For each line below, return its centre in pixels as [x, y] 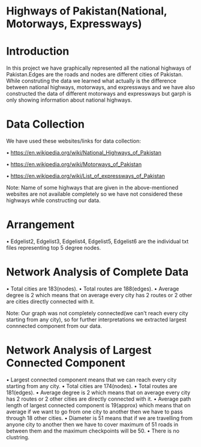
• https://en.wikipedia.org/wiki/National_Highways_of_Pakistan [84, 153]
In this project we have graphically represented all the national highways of [99, 68]
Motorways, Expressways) [74, 24]
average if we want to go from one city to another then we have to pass [94, 412]
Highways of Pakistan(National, [87, 11]
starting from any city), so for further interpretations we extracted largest [97, 319]
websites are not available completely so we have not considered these [94, 194]
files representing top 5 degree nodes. [54, 248]
